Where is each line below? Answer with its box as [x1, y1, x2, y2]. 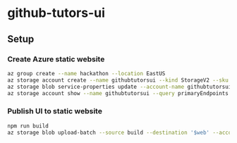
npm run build [7, 122, 49, 130]
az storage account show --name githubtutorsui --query [7, 89, 175, 97]
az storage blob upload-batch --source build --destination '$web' [7, 129, 210, 136]
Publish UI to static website [7, 106, 102, 116]
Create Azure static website [7, 54, 105, 64]
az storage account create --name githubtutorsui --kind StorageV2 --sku [7, 76, 229, 84]
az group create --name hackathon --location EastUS [7, 70, 166, 77]
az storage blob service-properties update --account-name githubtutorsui [7, 83, 232, 90]
